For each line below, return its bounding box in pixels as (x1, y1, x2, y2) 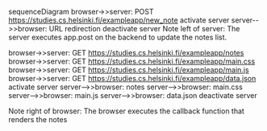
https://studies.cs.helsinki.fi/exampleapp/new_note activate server (8, 15, 230, 25)
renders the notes (8, 115, 68, 124)
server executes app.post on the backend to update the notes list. (8, 32, 227, 42)
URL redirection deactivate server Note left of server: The (48, 24, 240, 33)
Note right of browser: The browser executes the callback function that (8, 106, 244, 116)
